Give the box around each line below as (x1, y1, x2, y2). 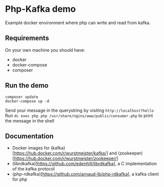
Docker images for (12, 145, 50, 151)
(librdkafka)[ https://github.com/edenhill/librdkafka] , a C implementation (12, 161, 157, 167)
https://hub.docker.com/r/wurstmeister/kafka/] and (14, 150, 117, 156)
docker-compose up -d (5, 98, 50, 104)
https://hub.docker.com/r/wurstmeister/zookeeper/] (14, 156, 119, 161)
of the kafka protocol (12, 166, 55, 172)
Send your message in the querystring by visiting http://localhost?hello (5, 107, 154, 113)
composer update (5, 94, 38, 99)
